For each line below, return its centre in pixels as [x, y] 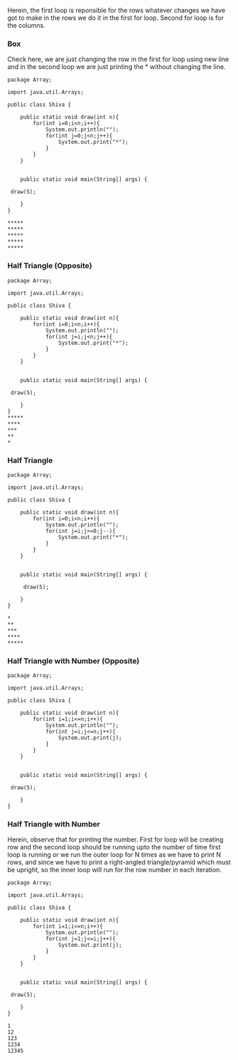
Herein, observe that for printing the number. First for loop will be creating [115, 839]
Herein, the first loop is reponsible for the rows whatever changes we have [117, 10]
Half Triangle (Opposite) [50, 266]
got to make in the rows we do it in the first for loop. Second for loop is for [115, 18]
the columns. [26, 25]
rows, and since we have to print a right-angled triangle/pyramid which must [119, 862]
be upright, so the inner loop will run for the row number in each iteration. [115, 870]
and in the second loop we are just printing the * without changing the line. [117, 67]
